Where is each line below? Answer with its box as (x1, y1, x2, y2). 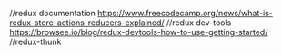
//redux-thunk (9, 36, 62, 47)
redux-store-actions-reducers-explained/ (9, 17, 166, 28)
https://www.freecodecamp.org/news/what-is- (96, 8, 273, 18)
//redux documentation (9, 8, 96, 18)
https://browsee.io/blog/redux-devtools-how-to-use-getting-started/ (9, 27, 268, 37)
